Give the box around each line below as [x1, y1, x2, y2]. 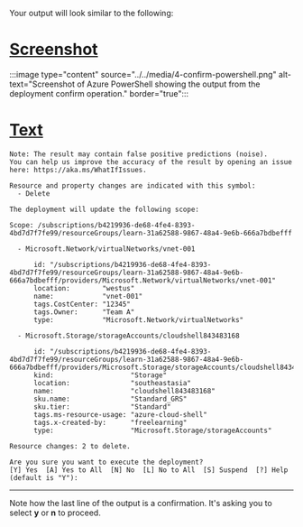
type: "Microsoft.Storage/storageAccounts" [32, 426, 272, 435]
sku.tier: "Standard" [32, 402, 171, 411]
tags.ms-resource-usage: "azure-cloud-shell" [32, 410, 207, 419]
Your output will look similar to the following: [9, 8, 174, 18]
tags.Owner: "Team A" [32, 307, 135, 317]
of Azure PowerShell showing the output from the [76, 79, 261, 89]
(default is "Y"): [9, 473, 78, 482]
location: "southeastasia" [32, 378, 192, 387]
